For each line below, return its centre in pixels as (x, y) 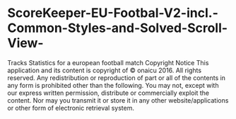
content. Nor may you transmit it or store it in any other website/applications (118, 100)
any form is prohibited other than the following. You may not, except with (113, 85)
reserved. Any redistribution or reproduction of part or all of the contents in (117, 78)
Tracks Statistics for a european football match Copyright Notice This (108, 62)
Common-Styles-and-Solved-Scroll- (118, 28)
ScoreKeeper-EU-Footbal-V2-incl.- (113, 13)
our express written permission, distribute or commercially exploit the (108, 93)
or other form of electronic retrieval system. (71, 108)
